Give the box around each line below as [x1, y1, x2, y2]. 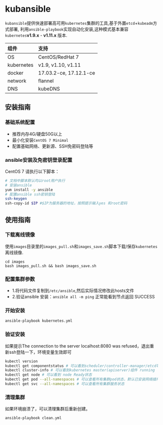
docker [7, 69, 24, 76]
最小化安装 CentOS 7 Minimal [12, 137, 69, 143]
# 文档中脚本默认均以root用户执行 [5, 178, 65, 183]
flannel [38, 77, 54, 84]
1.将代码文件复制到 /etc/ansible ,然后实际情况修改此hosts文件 [12, 288, 134, 293]
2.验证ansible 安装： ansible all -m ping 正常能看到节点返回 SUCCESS [12, 294, 155, 300]
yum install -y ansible [5, 187, 53, 192]
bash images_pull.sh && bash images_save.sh [5, 263, 97, 269]
